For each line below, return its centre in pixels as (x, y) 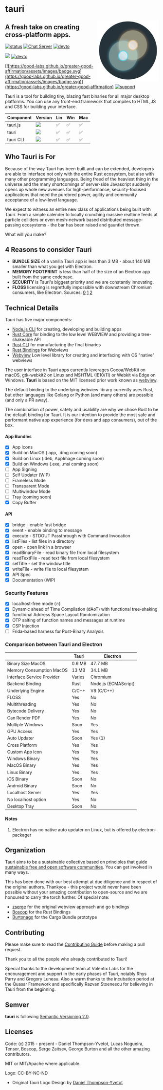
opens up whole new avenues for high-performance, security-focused (76, 189)
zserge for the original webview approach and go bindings (71, 907)
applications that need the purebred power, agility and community (71, 195)
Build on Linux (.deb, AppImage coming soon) (58, 458)
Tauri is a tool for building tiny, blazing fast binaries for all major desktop (77, 96)
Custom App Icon (25, 752)
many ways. (17, 872)
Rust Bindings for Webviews (40, 350)
